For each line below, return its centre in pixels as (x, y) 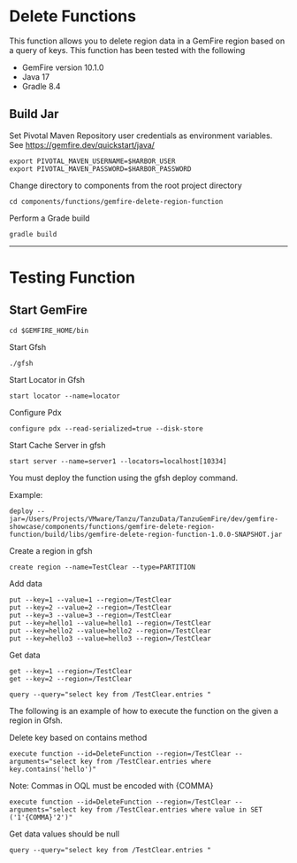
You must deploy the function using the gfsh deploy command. (124, 478)
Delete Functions (73, 16)
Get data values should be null (65, 834)
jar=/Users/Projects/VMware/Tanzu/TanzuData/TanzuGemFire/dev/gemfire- (144, 519)
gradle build (33, 234)
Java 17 (36, 76)
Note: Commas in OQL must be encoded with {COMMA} (111, 785)
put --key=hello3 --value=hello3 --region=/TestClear (110, 638)
